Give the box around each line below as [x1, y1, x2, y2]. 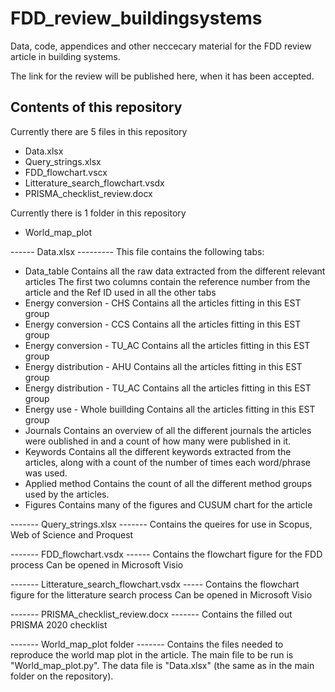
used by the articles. [24, 488, 110, 500]
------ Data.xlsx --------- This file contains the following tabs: [10, 245, 265, 257]
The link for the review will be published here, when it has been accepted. [10, 70, 315, 82]
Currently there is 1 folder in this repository [10, 207, 187, 219]
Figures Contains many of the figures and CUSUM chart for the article [24, 498, 313, 511]
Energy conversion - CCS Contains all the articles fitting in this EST [24, 318, 302, 330]
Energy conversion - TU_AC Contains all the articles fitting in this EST [24, 339, 311, 351]
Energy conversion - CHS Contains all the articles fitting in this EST [24, 297, 302, 309]
